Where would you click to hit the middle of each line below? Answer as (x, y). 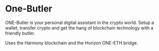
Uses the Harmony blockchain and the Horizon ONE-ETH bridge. (72, 42)
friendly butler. (20, 33)
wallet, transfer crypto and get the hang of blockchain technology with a (79, 27)
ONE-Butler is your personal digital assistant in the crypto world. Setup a (80, 22)
